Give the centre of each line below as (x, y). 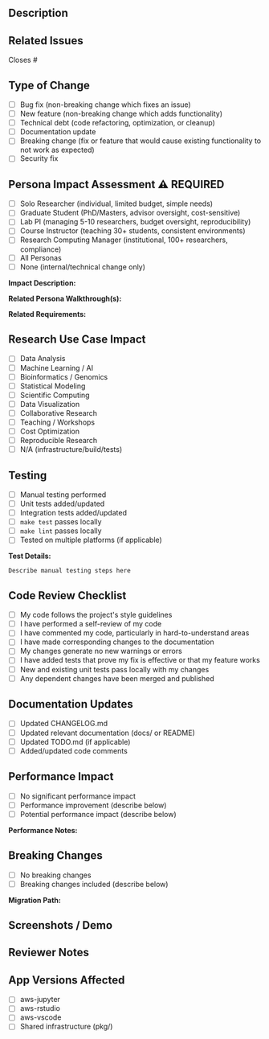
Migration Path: (35, 900)
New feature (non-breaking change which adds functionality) (121, 114)
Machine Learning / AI (57, 368)
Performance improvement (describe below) (93, 805)
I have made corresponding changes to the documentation (117, 642)
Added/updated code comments (74, 750)
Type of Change (49, 85)
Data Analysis (43, 359)
